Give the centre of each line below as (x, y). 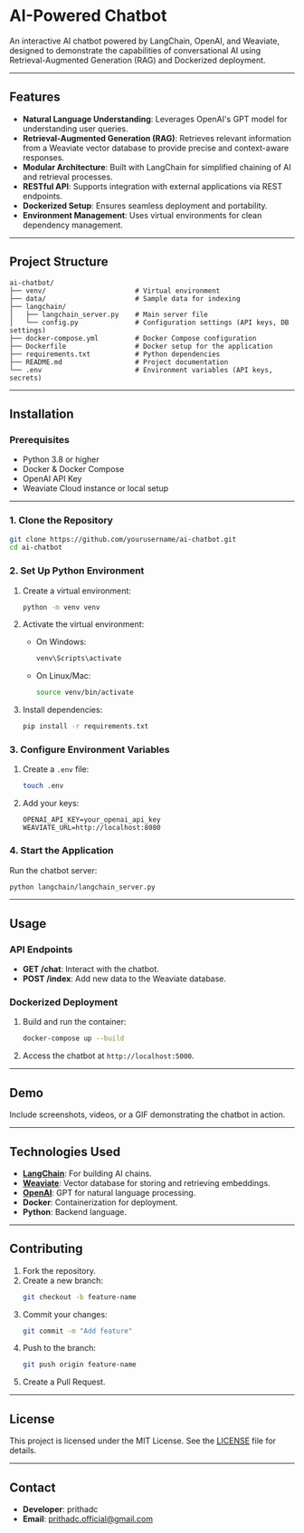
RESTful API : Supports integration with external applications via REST (152, 186)
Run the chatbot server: (53, 870)
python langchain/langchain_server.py (82, 887)
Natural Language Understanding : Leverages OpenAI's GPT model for (155, 119)
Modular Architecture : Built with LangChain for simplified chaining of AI (157, 167)
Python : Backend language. (75, 1211)
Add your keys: (51, 804)
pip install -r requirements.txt (85, 727)
